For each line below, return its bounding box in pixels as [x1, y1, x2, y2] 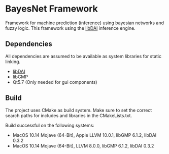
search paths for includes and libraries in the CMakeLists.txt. [5, 112, 132, 119]
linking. [5, 59, 21, 65]
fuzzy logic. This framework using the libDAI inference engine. [5, 25, 136, 31]
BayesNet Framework [5, 3, 98, 15]
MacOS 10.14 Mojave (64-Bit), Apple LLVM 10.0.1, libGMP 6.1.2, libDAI [12, 132, 157, 138]
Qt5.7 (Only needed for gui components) [12, 79, 97, 85]
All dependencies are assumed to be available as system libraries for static [5, 53, 161, 59]
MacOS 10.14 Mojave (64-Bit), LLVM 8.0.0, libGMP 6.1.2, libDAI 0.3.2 [12, 142, 154, 149]
